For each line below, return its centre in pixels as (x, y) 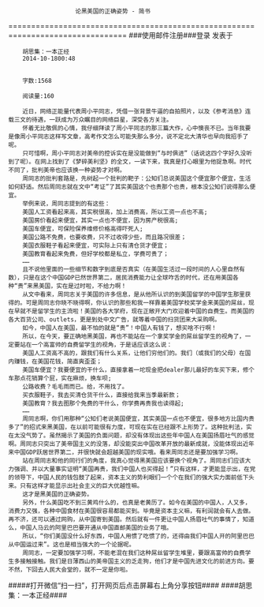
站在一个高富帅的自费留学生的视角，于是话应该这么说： (96, 345)
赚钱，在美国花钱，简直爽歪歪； (58, 362)
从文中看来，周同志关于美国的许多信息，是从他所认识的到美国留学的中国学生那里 (134, 294)
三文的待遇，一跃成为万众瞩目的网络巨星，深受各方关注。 (93, 120)
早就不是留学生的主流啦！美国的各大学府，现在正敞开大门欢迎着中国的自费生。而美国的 (134, 311)
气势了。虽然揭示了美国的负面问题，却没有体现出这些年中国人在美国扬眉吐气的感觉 (140, 436)
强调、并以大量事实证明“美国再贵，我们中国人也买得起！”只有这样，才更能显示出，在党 (135, 469)
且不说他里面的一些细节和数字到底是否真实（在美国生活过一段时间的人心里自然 (131, 269)
